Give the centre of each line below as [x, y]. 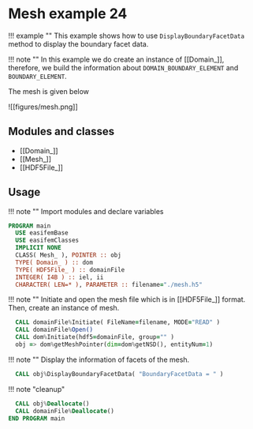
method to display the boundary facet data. [78, 43]
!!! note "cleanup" [37, 389]
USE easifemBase [42, 233]
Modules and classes [61, 132]
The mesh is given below [48, 91]
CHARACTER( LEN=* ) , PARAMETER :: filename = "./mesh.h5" [109, 284]
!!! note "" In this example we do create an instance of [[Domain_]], [116, 59]
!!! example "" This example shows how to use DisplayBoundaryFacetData [126, 36]
